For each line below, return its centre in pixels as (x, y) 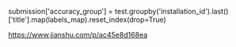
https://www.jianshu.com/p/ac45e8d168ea (78, 35)
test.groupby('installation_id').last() (171, 11)
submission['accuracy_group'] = (61, 11)
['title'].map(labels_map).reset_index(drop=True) (87, 20)
